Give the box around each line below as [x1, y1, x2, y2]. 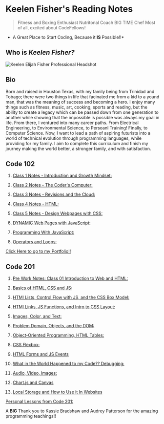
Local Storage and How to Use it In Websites [12, 389, 102, 395]
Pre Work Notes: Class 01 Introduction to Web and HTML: [12, 276, 128, 281]
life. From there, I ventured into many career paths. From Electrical [5, 120, 139, 126]
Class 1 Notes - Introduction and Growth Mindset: [12, 172, 112, 179]
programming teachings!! [5, 413, 57, 419]
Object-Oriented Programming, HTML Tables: [12, 332, 104, 338]
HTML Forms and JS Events [12, 351, 69, 357]
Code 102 [5, 160, 35, 168]
